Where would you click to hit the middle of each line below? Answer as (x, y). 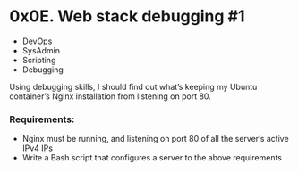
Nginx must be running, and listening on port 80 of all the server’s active (155, 139)
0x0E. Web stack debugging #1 (127, 16)
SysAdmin (41, 50)
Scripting (39, 60)
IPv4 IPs (38, 148)
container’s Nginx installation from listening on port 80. (111, 96)
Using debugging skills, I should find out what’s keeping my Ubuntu (133, 86)
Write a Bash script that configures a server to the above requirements (152, 158)
